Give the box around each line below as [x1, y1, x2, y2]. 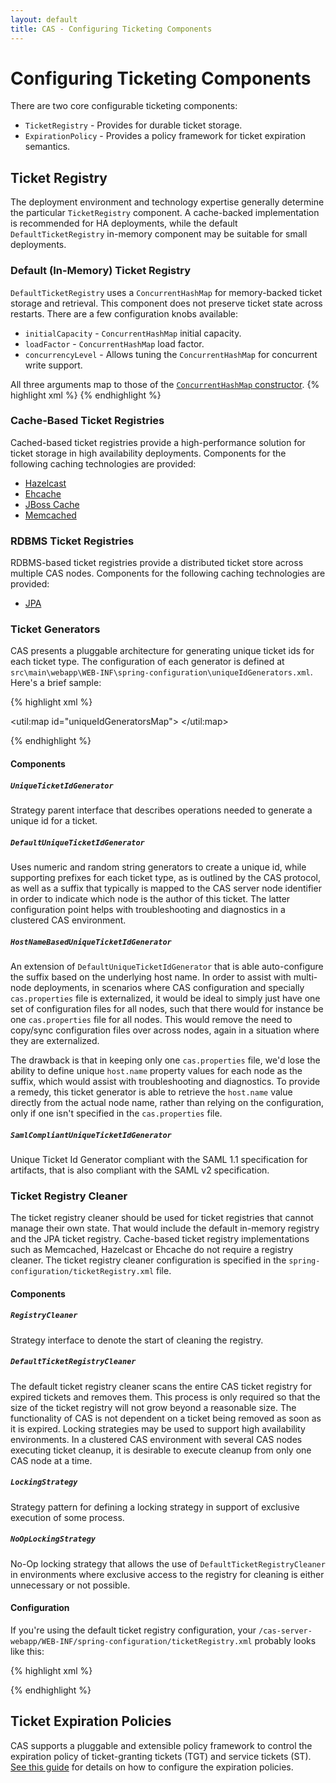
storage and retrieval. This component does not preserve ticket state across [10, 297, 323, 309]
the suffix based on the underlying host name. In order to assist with [10, 971, 292, 983]
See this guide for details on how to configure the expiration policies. [10, 1761, 294, 1773]
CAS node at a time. [10, 1454, 93, 1466]
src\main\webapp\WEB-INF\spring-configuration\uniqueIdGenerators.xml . [10, 666, 313, 678]
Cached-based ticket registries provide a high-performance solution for [10, 436, 306, 448]
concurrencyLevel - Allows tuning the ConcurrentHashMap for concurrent [24, 348, 318, 360]
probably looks [254, 1634, 317, 1646]
